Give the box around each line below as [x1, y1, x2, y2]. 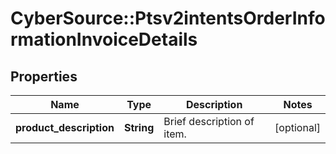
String [123, 121, 155, 134]
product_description [15, 121, 115, 134]
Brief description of [163, 115, 255, 128]
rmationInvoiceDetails [10, 28, 198, 51]
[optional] [274, 121, 321, 134]
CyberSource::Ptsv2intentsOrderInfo [10, 7, 326, 30]
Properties [10, 68, 78, 85]
